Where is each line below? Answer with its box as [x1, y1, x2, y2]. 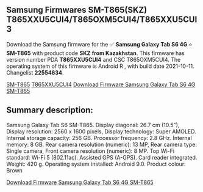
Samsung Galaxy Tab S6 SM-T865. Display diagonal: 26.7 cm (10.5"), [6, 121, 180, 128]
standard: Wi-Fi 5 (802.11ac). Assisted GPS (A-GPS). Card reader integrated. [6, 153, 198, 161]
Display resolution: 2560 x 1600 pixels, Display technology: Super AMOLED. [6, 128, 196, 135]
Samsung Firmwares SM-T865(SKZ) [6, 5, 148, 15]
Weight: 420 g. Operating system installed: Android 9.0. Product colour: [6, 160, 186, 168]
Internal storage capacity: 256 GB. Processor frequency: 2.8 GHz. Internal [6, 134, 192, 141]
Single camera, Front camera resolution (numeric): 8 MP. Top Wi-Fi [6, 147, 175, 155]
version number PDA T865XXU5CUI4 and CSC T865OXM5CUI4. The [6, 56, 181, 63]
